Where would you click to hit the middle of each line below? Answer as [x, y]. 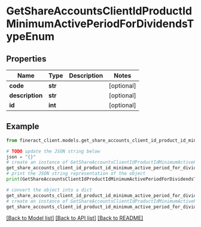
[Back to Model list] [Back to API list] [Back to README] [75, 218]
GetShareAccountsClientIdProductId [99, 11]
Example [23, 126]
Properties [26, 59]
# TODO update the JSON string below [53, 151]
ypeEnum [31, 37]
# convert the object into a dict [49, 190]
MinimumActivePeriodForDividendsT [100, 24]
